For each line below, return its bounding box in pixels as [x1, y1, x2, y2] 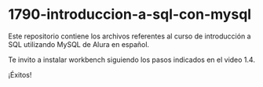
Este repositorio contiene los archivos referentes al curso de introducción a [8, 31, 251, 41]
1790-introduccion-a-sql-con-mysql [8, 5, 252, 24]
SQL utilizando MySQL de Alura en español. [8, 39, 150, 49]
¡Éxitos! [8, 70, 32, 79]
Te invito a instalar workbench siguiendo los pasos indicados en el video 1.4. [8, 55, 255, 64]
